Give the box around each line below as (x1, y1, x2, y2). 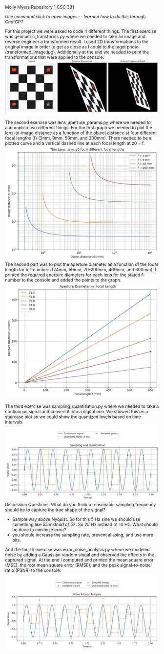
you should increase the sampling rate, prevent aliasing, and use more (12, 532, 154, 538)
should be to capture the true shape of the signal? (5, 507, 106, 513)
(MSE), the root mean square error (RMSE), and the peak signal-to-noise (5, 562, 151, 568)
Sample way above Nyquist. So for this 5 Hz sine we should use (12, 516, 141, 522)
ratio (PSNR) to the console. (5, 567, 61, 573)
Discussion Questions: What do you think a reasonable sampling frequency (5, 502, 156, 508)
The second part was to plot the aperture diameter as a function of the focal (5, 261, 158, 267)
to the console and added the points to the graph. (21, 277, 122, 283)
